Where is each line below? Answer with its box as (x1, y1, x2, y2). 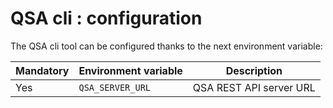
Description (225, 63, 283, 77)
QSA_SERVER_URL (78, 82, 152, 93)
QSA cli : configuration (10, 7, 203, 30)
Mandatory (15, 63, 70, 77)
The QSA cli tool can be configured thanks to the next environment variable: (10, 40, 323, 52)
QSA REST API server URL (192, 80, 316, 94)
